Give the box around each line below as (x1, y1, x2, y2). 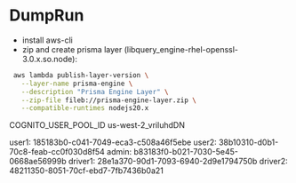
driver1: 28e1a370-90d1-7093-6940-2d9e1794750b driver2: (68, 156, 289, 167)
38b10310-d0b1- (218, 137, 279, 147)
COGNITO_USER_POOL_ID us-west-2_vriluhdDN (9, 120, 185, 131)
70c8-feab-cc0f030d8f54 (9, 147, 105, 157)
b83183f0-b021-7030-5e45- (132, 147, 238, 157)
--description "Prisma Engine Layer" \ (20, 87, 169, 96)
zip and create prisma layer (21, 44, 123, 54)
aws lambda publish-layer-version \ (12, 70, 149, 80)
